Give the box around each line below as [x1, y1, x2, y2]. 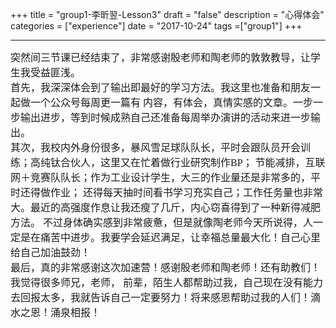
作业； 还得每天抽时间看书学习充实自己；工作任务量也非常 [50, 187, 324, 198]
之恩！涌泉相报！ [20, 307, 102, 318]
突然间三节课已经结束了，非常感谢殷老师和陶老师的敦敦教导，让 [10, 52, 312, 63]
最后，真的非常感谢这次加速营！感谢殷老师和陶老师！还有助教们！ [10, 262, 322, 273]
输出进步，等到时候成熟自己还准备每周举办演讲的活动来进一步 [20, 112, 312, 123]
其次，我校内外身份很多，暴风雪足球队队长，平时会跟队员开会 [10, 142, 302, 153]
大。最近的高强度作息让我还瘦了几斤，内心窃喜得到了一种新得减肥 [10, 202, 322, 213]
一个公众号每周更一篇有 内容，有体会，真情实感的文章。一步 [30, 97, 314, 108]
